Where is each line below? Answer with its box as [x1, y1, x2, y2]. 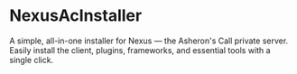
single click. [9, 54, 54, 65]
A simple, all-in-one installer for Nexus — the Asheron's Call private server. [9, 35, 289, 46]
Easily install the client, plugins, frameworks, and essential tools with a [9, 44, 271, 55]
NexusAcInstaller [9, 5, 143, 26]
